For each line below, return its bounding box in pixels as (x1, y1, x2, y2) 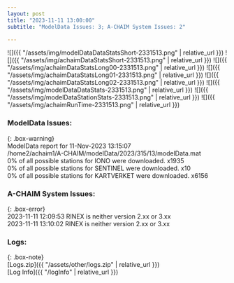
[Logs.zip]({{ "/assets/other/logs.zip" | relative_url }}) (7, 261, 160, 269)
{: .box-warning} (7, 134, 54, 142)
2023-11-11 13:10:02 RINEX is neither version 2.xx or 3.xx (7, 219, 170, 228)
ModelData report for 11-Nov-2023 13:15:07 (7, 141, 131, 150)
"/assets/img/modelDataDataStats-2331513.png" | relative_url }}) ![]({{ (7, 85, 208, 95)
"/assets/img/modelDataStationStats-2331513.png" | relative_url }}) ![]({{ (7, 93, 215, 102)
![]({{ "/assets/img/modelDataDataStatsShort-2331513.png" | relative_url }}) (7, 48, 224, 57)
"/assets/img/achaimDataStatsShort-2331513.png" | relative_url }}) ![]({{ (20, 56, 227, 64)
